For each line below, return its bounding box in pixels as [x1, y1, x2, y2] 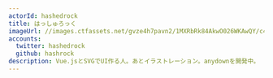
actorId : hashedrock [8, 11, 79, 20]
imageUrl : [8, 27, 42, 35]
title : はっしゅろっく [8, 19, 77, 28]
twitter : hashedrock [15, 42, 85, 50]
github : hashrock [15, 50, 75, 58]
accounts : [8, 34, 42, 43]
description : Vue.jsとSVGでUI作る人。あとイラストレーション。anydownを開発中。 [8, 58, 260, 66]
